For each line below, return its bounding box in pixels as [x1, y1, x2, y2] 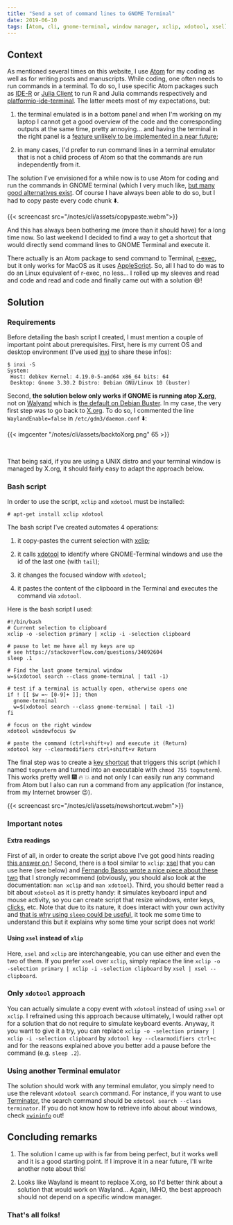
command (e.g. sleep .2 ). [7, 1049, 81, 1057]
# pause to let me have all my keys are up [7, 643, 135, 650]
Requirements [7, 317, 56, 327]
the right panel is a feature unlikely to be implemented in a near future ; [17, 133, 218, 141]
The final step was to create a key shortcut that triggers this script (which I [7, 758, 221, 767]
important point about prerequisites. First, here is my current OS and [7, 340, 202, 348]
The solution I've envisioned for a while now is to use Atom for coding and [7, 174, 219, 183]
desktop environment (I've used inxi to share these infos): [7, 348, 172, 356]
